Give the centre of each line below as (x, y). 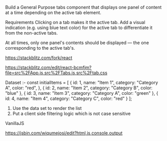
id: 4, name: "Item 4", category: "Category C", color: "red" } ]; (69, 98)
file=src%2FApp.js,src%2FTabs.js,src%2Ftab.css (56, 73)
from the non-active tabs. (32, 33)
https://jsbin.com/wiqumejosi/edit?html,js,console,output (64, 133)
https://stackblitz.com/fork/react (39, 58)
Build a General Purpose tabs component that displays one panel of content (83, 7)
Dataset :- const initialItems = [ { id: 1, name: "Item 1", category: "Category (82, 83)
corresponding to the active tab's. (40, 48)
